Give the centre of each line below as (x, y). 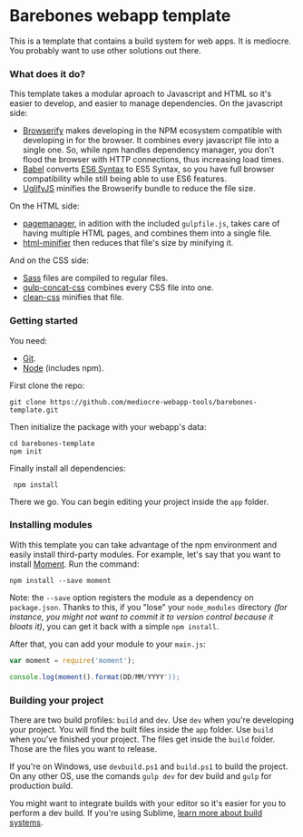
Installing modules (51, 525)
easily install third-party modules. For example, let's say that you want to (145, 554)
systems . (26, 822)
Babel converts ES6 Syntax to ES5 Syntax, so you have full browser (148, 170)
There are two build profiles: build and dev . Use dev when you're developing (152, 720)
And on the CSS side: (49, 260)
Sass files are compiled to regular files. (95, 278)
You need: (29, 340)
